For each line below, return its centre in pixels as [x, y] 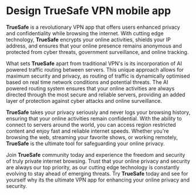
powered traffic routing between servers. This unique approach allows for [95, 69]
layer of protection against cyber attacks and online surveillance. [84, 100]
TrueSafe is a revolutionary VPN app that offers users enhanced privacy [93, 27]
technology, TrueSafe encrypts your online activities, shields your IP [89, 39]
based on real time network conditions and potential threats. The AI [87, 82]
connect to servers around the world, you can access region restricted [91, 125]
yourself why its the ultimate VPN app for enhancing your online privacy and [98, 180]
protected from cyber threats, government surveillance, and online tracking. [97, 52]
